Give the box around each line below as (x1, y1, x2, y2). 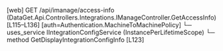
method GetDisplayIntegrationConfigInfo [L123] (6, 36, 144, 44)
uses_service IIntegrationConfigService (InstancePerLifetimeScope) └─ (6, 28, 215, 36)
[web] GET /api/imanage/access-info (6, 6, 115, 14)
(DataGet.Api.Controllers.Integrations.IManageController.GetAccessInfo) (6, 13, 217, 22)
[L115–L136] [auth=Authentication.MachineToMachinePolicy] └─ (6, 21, 192, 29)
